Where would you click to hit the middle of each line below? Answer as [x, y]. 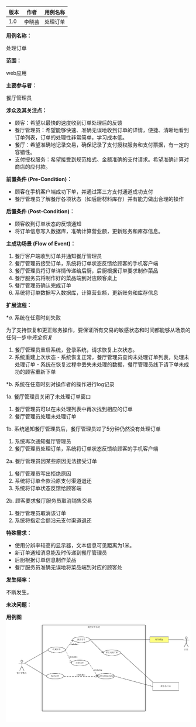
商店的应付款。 [32, 167]
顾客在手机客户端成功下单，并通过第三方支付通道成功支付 [84, 192]
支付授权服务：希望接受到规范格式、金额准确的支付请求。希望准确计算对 [102, 159]
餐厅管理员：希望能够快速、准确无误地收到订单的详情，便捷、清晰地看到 [102, 130]
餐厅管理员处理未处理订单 [45, 417]
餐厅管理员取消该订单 [40, 513]
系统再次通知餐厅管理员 [43, 441]
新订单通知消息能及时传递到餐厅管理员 [61, 553]
